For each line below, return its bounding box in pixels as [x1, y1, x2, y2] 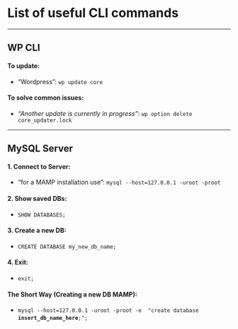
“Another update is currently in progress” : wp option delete [17, 109, 193, 117]
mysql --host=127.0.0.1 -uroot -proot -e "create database [17, 307, 199, 314]
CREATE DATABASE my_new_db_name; [17, 243, 117, 250]
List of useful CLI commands [7, 5, 179, 21]
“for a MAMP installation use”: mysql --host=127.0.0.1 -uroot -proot [17, 178, 221, 187]
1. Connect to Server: [7, 162, 71, 171]
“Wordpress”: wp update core [17, 77, 103, 86]
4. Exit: [7, 258, 28, 267]
